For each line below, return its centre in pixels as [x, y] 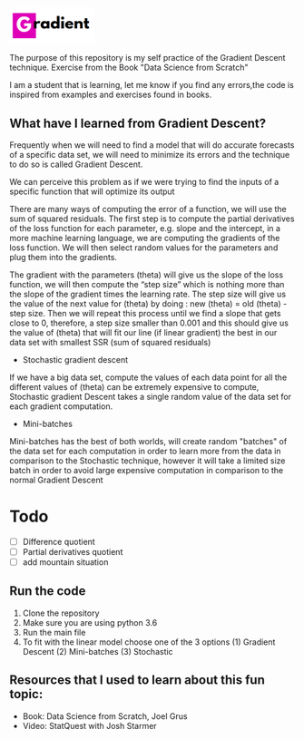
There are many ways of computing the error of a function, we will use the [148, 209]
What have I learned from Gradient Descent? [137, 123]
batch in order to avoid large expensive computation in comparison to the [147, 470]
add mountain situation [65, 562]
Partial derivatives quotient [73, 551]
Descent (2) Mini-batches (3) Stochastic [98, 651]
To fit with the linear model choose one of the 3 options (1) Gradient [149, 642]
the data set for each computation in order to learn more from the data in [145, 451]
